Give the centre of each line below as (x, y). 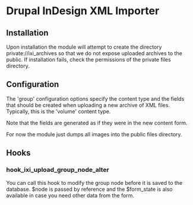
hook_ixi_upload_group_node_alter (58, 170)
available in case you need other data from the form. (70, 195)
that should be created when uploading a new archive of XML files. (88, 105)
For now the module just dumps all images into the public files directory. (94, 134)
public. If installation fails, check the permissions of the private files (88, 60)
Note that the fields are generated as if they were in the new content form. (97, 123)
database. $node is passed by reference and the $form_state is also (89, 189)
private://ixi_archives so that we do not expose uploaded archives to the (94, 53)
